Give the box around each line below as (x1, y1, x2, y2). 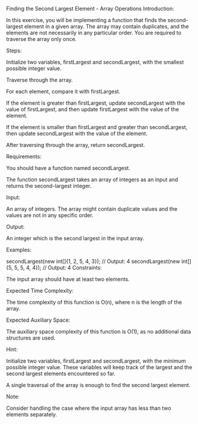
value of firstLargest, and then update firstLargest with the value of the (6, 106, 179, 112)
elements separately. (6, 411, 58, 418)
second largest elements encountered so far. (6, 370, 116, 377)
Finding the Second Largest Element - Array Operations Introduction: (6, 5, 174, 12)
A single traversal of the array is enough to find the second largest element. (6, 382, 191, 388)
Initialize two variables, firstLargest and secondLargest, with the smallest (6, 59, 184, 65)
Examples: (6, 246, 31, 253)
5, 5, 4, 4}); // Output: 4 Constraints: (14, 264, 102, 271)
